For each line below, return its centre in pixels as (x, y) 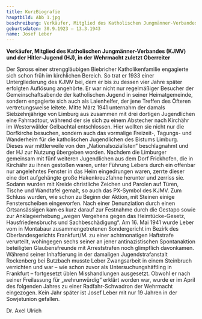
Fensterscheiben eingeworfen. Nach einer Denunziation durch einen (91, 203)
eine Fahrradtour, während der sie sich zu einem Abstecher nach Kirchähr (98, 120)
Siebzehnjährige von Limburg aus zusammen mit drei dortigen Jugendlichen (101, 114)
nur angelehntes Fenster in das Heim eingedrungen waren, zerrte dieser (96, 171)
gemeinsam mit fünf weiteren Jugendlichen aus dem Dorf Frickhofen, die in (100, 159)
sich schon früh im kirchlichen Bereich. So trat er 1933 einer (80, 76)
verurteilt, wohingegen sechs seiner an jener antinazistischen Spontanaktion (101, 242)
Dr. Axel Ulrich (24, 311)
